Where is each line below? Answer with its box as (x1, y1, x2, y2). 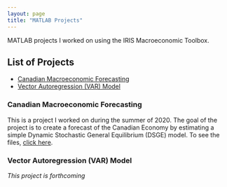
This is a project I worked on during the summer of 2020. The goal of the (7, 116, 218, 124)
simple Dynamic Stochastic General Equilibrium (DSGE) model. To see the (7, 130, 220, 139)
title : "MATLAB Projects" (7, 17, 83, 24)
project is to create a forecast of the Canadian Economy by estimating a (7, 123, 214, 132)
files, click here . (7, 138, 53, 146)
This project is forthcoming (7, 171, 85, 179)
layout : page (7, 10, 46, 18)
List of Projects (7, 56, 75, 68)
